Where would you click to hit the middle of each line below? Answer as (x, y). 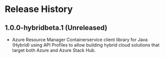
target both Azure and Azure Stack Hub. (54, 50)
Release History (39, 9)
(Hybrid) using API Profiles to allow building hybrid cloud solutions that (86, 45)
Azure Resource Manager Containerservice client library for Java (80, 39)
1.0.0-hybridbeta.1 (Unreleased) (56, 28)
